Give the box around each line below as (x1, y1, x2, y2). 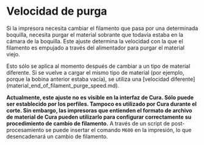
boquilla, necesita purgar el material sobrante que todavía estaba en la (6, 31, 183, 38)
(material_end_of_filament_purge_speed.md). (6, 81, 120, 89)
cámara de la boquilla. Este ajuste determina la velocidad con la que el (6, 37, 183, 45)
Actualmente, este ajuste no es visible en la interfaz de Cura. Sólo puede (6, 94, 194, 101)
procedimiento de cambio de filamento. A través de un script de (6, 119, 170, 127)
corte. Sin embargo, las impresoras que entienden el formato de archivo (6, 106, 192, 114)
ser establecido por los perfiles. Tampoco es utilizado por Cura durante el (6, 100, 197, 108)
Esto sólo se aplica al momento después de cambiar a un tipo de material (6, 62, 191, 70)
